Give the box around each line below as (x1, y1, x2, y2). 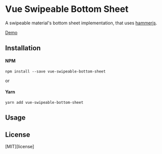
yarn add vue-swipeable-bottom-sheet (5, 100, 84, 105)
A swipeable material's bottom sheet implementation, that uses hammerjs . (5, 20, 158, 26)
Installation (5, 44, 41, 53)
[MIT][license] (5, 143, 34, 150)
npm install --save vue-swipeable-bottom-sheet (5, 69, 106, 74)
